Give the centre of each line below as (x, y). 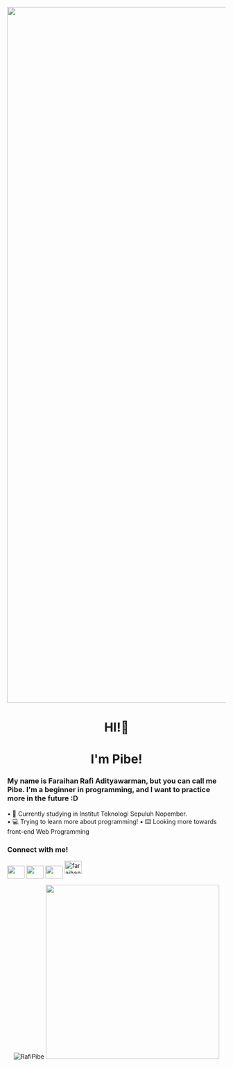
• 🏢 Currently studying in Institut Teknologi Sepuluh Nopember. (97, 814)
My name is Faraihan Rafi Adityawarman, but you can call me (112, 781)
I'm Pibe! (116, 759)
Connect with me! (38, 849)
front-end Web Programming (49, 831)
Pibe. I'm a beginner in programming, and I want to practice (109, 790)
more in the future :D (43, 798)
